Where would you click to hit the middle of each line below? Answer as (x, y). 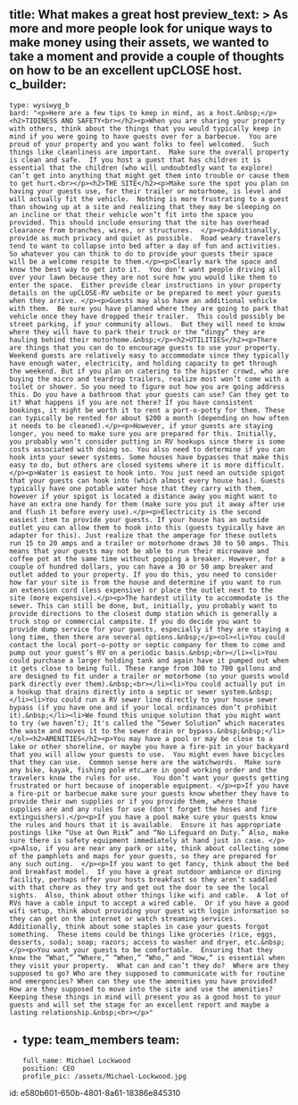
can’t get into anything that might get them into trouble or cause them (149, 175)
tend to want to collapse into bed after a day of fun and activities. (145, 246)
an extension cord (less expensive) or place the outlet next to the (141, 590)
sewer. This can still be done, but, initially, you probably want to (143, 606)
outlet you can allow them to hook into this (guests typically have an (147, 527)
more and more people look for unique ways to (141, 29)
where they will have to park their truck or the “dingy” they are (137, 332)
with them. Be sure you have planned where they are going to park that (149, 308)
